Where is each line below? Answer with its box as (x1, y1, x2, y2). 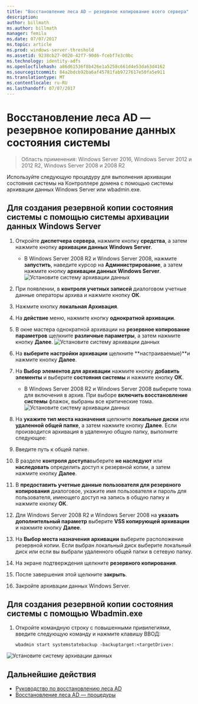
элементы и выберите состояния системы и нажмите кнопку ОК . (15, 373, 184, 381)
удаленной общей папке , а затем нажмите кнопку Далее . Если (15, 422, 177, 429)
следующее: (15, 434, 47, 441)
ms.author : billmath (6, 25, 58, 31)
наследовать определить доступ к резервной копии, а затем (15, 463, 171, 470)
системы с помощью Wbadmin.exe (6, 609, 143, 619)
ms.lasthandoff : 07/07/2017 (6, 86, 76, 92)
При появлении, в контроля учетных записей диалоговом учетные (15, 285, 187, 292)
